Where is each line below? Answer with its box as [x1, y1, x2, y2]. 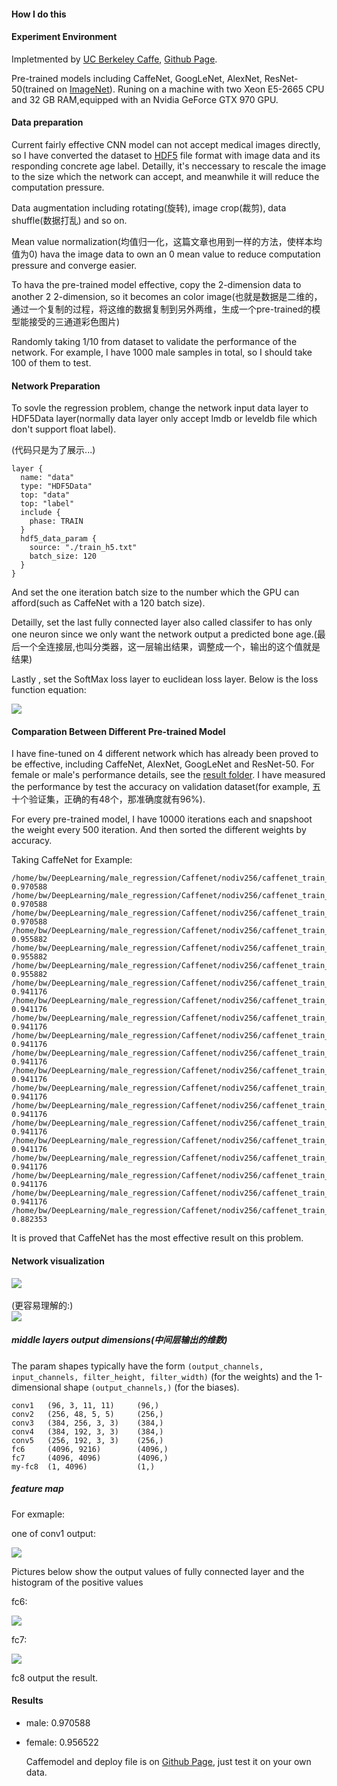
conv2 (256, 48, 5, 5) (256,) [11, 1409, 164, 1419]
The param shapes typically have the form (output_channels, [11, 1360, 264, 1372]
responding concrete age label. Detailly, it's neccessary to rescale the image [11, 160, 327, 172]
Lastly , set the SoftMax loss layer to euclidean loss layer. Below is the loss [11, 673, 319, 685]
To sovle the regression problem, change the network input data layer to [11, 402, 309, 414]
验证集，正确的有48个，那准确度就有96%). [28, 793, 206, 805]
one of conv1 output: [11, 1527, 96, 1539]
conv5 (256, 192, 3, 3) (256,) [11, 1435, 164, 1445]
